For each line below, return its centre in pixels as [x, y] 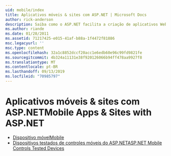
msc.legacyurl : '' [25, 43]
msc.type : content [25, 48]
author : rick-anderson [29, 19]
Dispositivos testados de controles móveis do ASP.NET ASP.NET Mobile [87, 143]
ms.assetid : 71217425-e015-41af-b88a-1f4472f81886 [60, 39]
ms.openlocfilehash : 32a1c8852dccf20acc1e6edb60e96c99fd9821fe [74, 53]
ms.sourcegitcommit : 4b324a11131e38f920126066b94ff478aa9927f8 [74, 57]
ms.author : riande [25, 29]
